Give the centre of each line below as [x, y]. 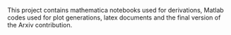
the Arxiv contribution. [40, 25]
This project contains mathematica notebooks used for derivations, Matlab [115, 10]
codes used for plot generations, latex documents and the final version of [114, 17]
